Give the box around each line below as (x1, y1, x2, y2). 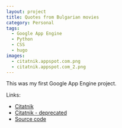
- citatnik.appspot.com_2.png (11, 63, 86, 70)
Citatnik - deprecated (14, 109, 67, 116)
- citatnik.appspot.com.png (11, 58, 81, 64)
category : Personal (6, 20, 54, 25)
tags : (6, 25, 20, 31)
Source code (14, 116, 46, 123)
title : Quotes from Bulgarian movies (6, 14, 99, 20)
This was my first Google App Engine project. (6, 80, 117, 87)
